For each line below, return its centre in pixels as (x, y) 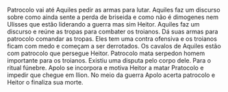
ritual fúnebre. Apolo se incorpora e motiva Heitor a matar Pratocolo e (105, 68)
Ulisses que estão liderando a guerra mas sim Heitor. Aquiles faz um (103, 24)
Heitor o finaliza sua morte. (45, 82)
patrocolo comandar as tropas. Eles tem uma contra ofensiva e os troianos (112, 39)
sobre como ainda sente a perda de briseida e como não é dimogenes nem (113, 17)
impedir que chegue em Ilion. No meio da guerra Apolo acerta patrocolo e (111, 75)
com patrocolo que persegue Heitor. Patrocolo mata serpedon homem (106, 53)
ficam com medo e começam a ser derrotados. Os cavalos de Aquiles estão (114, 46)
